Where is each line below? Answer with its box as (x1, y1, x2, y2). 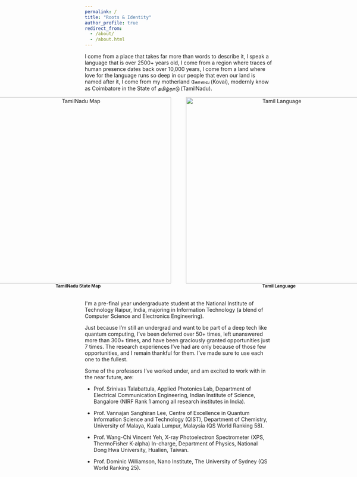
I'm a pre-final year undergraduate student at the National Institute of (84, 300, 254, 307)
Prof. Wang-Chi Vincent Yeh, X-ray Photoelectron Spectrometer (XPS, (93, 433, 265, 441)
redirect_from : (84, 25, 123, 32)
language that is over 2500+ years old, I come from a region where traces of (84, 59, 273, 66)
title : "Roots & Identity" (84, 14, 152, 20)
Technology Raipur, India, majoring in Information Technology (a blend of (84, 306, 264, 313)
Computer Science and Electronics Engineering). (84, 312, 205, 320)
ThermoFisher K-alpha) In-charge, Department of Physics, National (93, 440, 258, 447)
